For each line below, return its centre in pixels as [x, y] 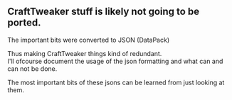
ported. [24, 23]
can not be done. [32, 68]
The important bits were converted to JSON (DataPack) [88, 40]
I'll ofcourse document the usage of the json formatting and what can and [115, 61]
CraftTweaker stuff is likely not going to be [104, 12]
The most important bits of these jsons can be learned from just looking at [116, 82]
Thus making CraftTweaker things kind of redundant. [85, 53]
